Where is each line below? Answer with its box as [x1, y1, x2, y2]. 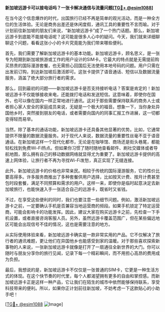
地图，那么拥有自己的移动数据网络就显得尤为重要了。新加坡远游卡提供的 [9, 151, 156, 157]
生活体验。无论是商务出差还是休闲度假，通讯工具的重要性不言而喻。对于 [13, 22, 160, 27]
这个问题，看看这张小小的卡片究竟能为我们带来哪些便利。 [9, 40, 126, 46]
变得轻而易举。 [5, 116, 35, 122]
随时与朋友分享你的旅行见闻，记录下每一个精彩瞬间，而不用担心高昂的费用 [5, 250, 156, 256]
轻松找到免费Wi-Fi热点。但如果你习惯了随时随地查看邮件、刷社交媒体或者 [5, 145, 154, 151]
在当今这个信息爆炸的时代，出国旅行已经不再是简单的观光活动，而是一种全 [5, 15, 156, 21]
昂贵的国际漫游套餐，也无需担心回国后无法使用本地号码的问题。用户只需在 [9, 62, 160, 68]
